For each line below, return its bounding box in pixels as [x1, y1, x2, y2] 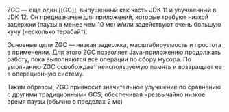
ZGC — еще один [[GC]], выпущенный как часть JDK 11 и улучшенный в [7, 6, 217, 14]
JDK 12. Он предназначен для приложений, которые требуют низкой [7, 13, 209, 21]
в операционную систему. [7, 70, 84, 78]
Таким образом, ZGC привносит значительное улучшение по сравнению [7, 83, 221, 91]
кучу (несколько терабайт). [7, 27, 88, 36]
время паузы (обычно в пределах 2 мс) [7, 98, 123, 105]
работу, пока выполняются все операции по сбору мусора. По [7, 55, 192, 64]
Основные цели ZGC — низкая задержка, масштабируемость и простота [7, 41, 221, 48]
